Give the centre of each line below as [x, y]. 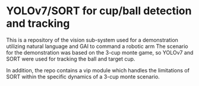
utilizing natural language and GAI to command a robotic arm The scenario [97, 46]
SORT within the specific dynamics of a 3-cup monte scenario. [83, 77]
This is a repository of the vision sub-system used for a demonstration [92, 40]
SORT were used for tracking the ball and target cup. [71, 59]
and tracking [38, 23]
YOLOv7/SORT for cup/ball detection [99, 11]
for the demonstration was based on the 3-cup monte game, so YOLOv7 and [100, 52]
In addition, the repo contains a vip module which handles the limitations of [98, 70]
